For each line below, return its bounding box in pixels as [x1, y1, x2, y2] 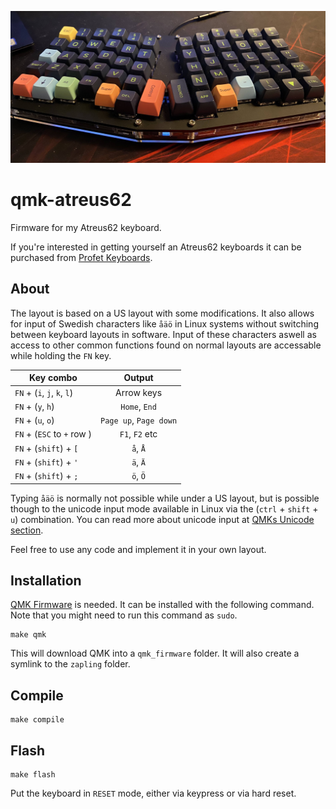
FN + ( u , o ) [14, 414, 55, 426]
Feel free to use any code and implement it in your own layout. [10, 543, 267, 555]
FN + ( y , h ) [14, 400, 55, 412]
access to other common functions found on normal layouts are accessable [10, 339, 322, 351]
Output [123, 372, 154, 384]
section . [10, 524, 44, 536]
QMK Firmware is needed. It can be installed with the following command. [10, 599, 315, 611]
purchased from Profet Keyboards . [10, 252, 153, 264]
